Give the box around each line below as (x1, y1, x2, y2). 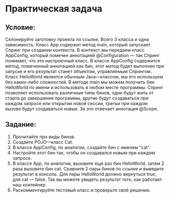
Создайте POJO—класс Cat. (12, 139, 73, 145)
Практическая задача (5, 3, 102, 15)
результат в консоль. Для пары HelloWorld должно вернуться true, (12, 171, 157, 177)
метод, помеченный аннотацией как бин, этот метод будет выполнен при (5, 63, 164, 69)
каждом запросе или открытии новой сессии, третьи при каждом (5, 101, 148, 106)
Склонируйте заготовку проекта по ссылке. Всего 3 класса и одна (5, 36, 149, 42)
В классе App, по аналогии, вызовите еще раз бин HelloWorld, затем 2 (12, 160, 164, 166)
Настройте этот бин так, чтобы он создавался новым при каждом (12, 149, 155, 156)
